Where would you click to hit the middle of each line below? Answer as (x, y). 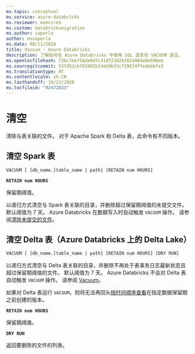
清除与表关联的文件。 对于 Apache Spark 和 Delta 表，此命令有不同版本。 (95, 136)
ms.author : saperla (30, 33)
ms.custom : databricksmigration (45, 28)
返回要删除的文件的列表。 (37, 345)
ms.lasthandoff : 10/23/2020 (40, 83)
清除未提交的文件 (32, 219)
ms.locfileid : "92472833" (37, 88)
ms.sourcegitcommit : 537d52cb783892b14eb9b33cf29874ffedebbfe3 (85, 66)
